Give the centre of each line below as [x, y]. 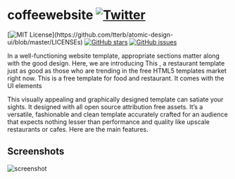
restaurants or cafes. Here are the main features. [78, 129]
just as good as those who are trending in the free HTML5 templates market [117, 70]
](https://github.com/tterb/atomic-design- [113, 35]
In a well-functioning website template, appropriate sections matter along [114, 56]
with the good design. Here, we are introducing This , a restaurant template [116, 63]
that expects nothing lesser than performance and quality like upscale [108, 122]
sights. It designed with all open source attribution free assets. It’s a [105, 106]
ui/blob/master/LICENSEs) [45, 42]
